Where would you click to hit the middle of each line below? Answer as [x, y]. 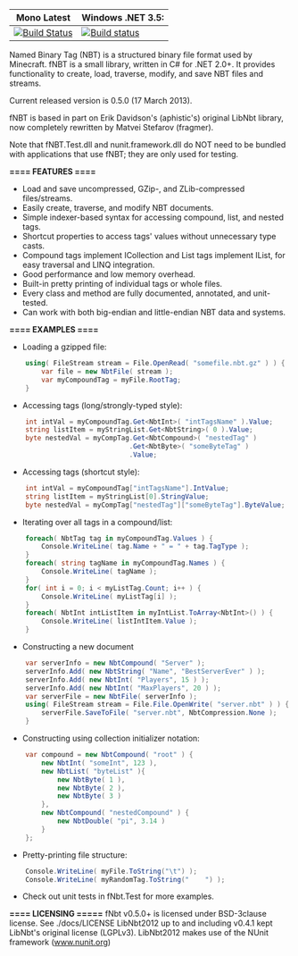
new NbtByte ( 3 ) [89, 796]
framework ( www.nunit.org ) [60, 943]
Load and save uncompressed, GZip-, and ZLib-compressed [133, 189]
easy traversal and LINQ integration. [88, 264]
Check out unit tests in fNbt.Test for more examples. [118, 896]
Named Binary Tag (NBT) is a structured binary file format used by [131, 55]
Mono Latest [44, 17]
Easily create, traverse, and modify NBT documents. [118, 208]
